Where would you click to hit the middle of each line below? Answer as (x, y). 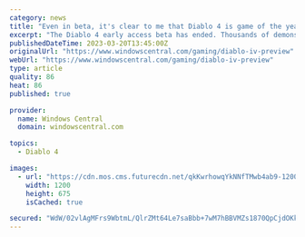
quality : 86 (32, 77)
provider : (28, 110)
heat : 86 (26, 85)
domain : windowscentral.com (71, 127)
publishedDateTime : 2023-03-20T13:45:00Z (89, 43)
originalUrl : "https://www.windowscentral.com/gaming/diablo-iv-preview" (152, 52)
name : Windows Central (60, 119)
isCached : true (54, 202)
